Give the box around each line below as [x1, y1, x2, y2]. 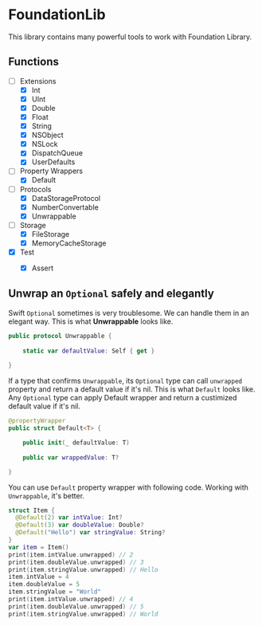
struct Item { [8, 506, 56, 514]
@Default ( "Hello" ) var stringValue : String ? [15, 529, 166, 537]
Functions [8, 55, 60, 69]
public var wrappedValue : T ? [22, 453, 119, 462]
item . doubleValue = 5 [8, 581, 80, 589]
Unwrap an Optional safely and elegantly [8, 287, 215, 301]
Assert [31, 263, 54, 273]
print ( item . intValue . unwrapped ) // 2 [8, 550, 134, 559]
